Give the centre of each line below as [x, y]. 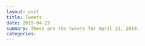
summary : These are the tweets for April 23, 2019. [73, 28]
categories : [21, 34]
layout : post [23, 12]
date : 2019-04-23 [28, 23]
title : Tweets [24, 17]
